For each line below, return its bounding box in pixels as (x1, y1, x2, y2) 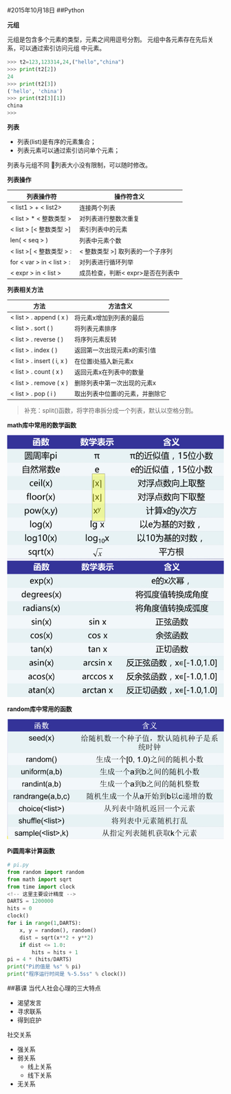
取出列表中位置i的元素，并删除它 (74, 389, 166, 398)
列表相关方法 (7, 285, 43, 293)
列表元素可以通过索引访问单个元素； (16, 146, 120, 154)
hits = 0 (7, 905, 32, 912)
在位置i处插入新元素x (74, 357, 134, 365)
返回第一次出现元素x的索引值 (74, 346, 157, 354)
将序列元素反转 (74, 335, 117, 343)
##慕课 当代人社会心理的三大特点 (7, 984, 101, 993)
